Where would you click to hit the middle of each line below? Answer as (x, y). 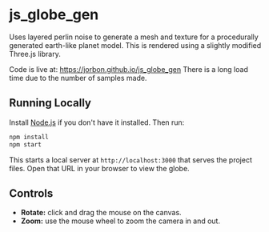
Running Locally (50, 103)
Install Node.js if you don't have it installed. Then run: (97, 122)
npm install (29, 137)
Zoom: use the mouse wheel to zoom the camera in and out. (120, 221)
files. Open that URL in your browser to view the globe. (100, 168)
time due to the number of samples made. (78, 78)
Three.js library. (35, 54)
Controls (31, 193)
